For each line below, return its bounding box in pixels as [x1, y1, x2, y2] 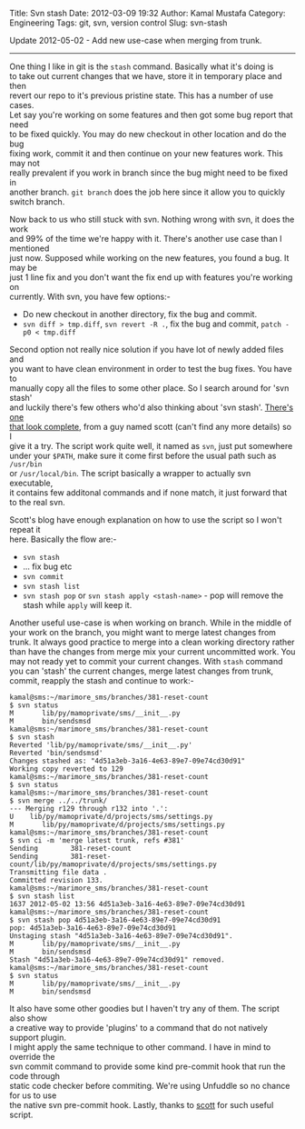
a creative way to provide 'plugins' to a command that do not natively [9, 1023, 268, 1033]
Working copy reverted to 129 [9, 764, 124, 774]
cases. [9, 100, 34, 110]
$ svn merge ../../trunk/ [9, 796, 107, 805]
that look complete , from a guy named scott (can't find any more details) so [9, 422, 292, 432]
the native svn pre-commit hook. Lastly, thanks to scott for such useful [9, 1100, 274, 1110]
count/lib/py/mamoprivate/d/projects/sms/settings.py [9, 860, 218, 869]
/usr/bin [9, 460, 43, 469]
